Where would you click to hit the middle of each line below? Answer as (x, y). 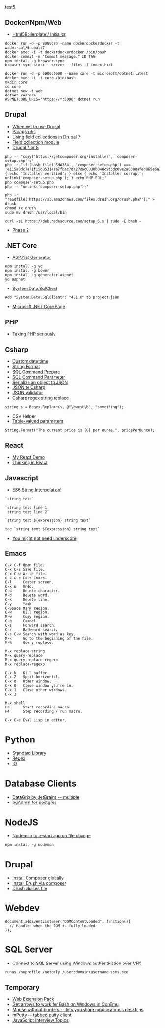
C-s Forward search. (30, 625)
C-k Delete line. (27, 599)
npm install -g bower (27, 271)
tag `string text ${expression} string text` (52, 529)
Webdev (23, 908)
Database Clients (41, 784)
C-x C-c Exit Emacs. (26, 578)
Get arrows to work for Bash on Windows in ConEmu (65, 1004)
